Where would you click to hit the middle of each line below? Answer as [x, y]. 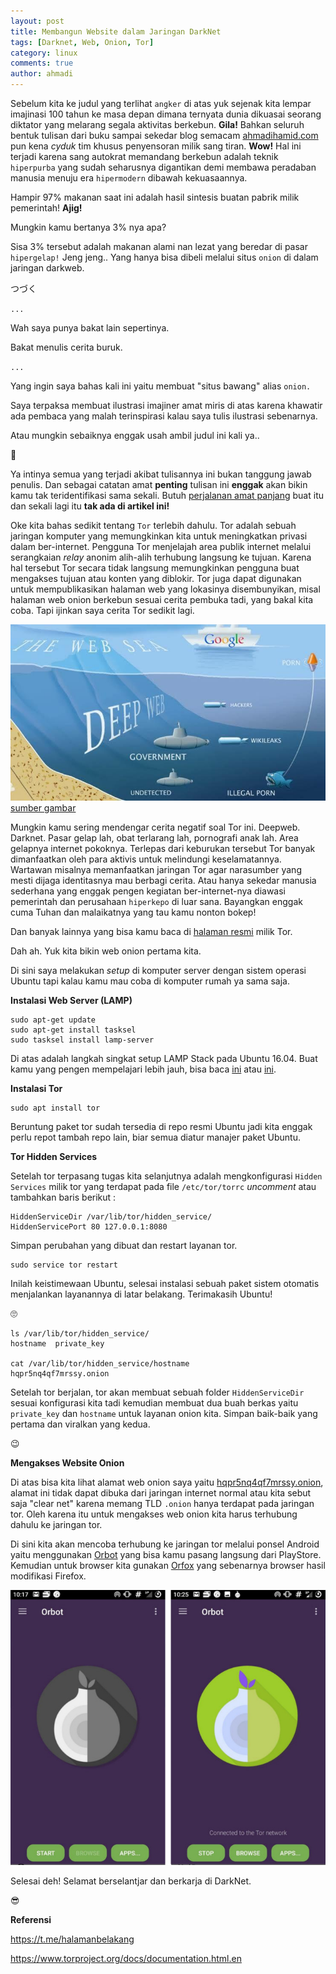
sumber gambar [43, 807]
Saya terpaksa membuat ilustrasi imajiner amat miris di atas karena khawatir [166, 405]
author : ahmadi [42, 74]
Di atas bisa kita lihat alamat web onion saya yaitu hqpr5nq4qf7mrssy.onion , [167, 1482]
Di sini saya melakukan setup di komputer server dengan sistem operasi [158, 970]
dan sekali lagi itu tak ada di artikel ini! [90, 506]
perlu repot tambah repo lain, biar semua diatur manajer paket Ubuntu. [155, 1137]
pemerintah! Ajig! [46, 208]
